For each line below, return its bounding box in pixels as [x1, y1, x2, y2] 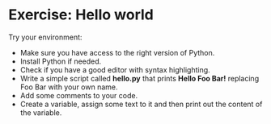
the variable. [19, 107, 62, 118]
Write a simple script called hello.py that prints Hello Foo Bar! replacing [19, 73, 260, 83]
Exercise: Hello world [8, 6, 154, 24]
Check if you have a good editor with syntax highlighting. [19, 64, 210, 74]
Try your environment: [8, 32, 83, 42]
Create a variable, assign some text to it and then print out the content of [19, 99, 263, 109]
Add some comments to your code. [19, 90, 138, 100]
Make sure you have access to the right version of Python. [19, 48, 215, 57]
